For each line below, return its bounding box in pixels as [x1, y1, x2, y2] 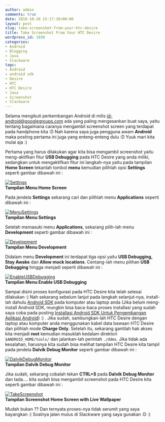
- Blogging [5, 49, 28, 53]
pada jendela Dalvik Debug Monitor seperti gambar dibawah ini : [5, 347, 137, 353]
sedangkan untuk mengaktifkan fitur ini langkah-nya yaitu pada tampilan [5, 159, 152, 165]
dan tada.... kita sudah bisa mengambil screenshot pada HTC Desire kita [5, 376, 152, 382]
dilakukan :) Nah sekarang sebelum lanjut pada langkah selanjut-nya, [5, 294, 145, 300]
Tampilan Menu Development [5, 244, 66, 250]
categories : [5, 40, 30, 45]
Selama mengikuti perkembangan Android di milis [5, 113, 106, 119]
